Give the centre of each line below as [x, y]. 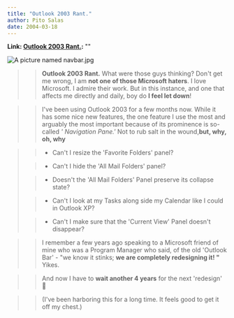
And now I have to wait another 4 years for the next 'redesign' [132, 279]
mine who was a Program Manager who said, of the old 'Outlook [134, 250]
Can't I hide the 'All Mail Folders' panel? [109, 166]
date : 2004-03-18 [32, 27]
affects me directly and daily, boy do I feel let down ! [117, 96]
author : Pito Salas [36, 20]
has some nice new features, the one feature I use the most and [133, 117]
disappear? [68, 229]
